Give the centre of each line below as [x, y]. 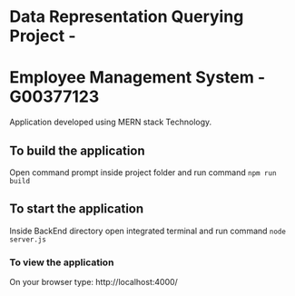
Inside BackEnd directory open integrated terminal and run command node [147, 231]
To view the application [62, 262]
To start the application [77, 209]
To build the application [77, 150]
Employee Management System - [138, 78]
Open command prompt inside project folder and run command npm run [143, 172]
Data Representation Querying [127, 17]
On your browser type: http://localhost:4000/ [94, 282]
